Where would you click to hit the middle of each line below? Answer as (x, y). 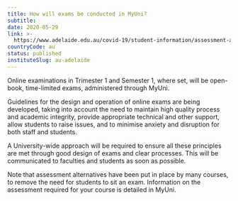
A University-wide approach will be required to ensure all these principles (114, 146)
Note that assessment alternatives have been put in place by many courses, (118, 174)
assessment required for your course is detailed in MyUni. (92, 190)
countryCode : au (31, 47)
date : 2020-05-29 (33, 27)
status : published (34, 54)
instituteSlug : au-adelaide (49, 60)
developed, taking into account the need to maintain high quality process (114, 109)
